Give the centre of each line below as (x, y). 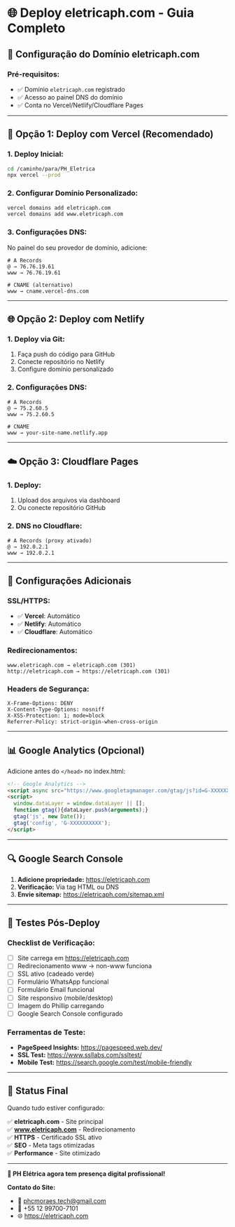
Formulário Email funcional (56, 990)
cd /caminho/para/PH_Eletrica (51, 169)
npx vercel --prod (34, 175)
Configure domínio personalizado (65, 369)
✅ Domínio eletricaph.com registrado (71, 89)
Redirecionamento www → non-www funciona (85, 966)
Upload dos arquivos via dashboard (69, 500)
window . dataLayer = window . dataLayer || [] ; (79, 804)
